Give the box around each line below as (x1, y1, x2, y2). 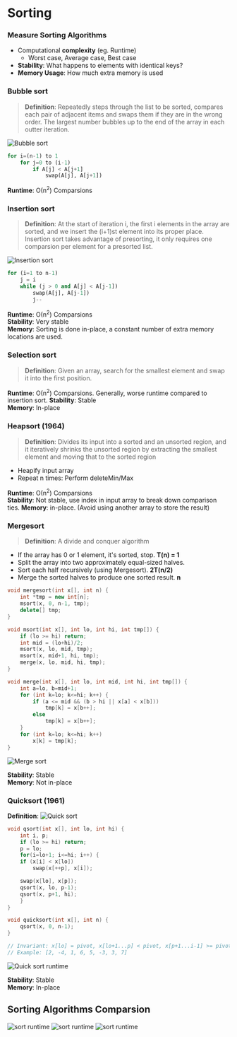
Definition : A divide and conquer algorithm (24, 537, 150, 546)
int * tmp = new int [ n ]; (20, 594, 90, 601)
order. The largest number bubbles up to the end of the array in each (24, 117, 225, 126)
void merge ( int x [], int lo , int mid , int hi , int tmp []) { (7, 678, 188, 685)
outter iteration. (24, 125, 70, 134)
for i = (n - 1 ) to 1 (7, 152, 59, 160)
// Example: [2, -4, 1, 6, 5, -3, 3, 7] (7, 949, 128, 956)
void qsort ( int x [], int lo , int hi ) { (7, 825, 125, 832)
